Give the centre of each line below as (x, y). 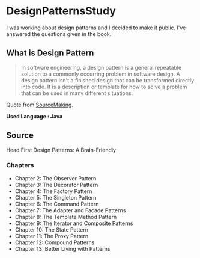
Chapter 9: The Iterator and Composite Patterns (74, 223)
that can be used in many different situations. (77, 93)
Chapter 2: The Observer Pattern (56, 178)
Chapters (20, 165)
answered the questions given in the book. (59, 34)
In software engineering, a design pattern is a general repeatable (101, 67)
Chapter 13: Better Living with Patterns (62, 248)
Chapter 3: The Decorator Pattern (56, 185)
